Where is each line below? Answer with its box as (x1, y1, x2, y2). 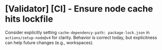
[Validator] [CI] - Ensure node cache (5, 3, 153, 14)
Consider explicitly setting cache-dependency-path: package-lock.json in (5, 29, 150, 35)
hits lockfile (5, 13, 53, 25)
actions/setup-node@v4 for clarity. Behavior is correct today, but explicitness (5, 35, 157, 40)
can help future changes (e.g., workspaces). (5, 39, 94, 45)
